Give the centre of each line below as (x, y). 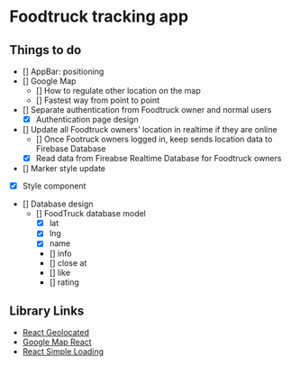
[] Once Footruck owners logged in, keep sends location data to (154, 139)
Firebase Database (71, 149)
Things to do (45, 50)
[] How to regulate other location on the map (118, 91)
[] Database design (58, 204)
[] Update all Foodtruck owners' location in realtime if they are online (150, 130)
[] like (59, 273)
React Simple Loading (63, 352)
